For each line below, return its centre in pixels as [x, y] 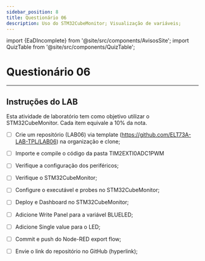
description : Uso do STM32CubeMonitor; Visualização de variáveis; [94, 23]
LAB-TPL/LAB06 [36, 141]
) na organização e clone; [88, 141]
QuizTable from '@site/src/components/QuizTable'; [71, 47]
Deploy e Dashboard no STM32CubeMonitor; [72, 202]
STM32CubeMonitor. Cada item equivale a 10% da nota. [77, 123]
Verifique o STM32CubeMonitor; [56, 178]
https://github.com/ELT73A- [156, 135]
